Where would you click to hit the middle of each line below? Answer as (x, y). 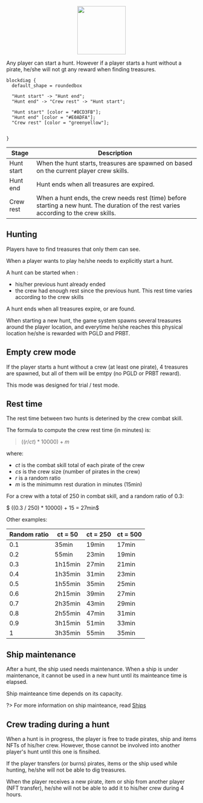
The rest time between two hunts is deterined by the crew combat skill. (95, 418)
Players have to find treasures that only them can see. (73, 249)
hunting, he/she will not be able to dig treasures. (66, 770)
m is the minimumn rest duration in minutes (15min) (79, 485)
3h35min (68, 633)
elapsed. (17, 682)
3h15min (68, 624)
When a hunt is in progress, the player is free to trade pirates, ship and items (101, 739)
